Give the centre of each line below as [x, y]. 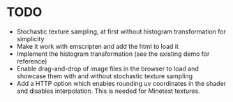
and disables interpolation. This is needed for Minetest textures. [108, 91]
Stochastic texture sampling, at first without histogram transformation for [121, 31]
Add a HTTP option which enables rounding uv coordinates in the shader [121, 83]
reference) [32, 61]
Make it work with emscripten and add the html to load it [98, 46]
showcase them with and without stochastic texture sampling [105, 76]
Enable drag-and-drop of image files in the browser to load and [108, 68]
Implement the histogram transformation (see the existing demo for [113, 54]
